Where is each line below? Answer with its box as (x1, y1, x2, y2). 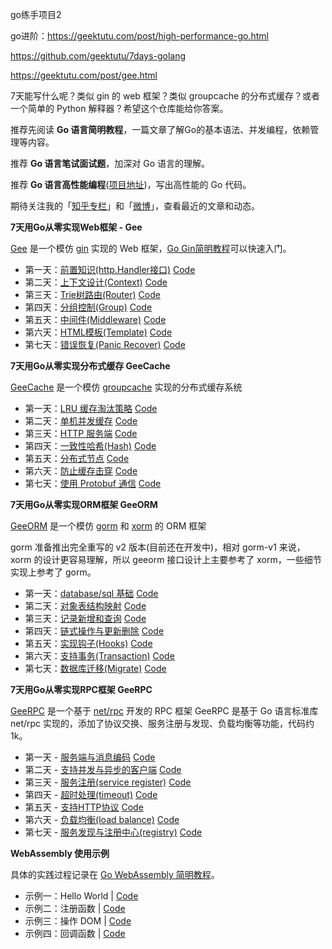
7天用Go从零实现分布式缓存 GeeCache (10, 360, 171, 372)
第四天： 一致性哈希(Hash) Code (24, 440, 157, 452)
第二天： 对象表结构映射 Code (24, 600, 147, 612)
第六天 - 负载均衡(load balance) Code (24, 814, 180, 825)
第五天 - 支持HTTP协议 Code (24, 801, 144, 813)
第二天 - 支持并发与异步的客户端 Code (24, 764, 182, 775)
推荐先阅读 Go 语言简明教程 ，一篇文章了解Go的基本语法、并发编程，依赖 (10, 124, 311, 135)
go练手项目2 (10, 9, 62, 20)
